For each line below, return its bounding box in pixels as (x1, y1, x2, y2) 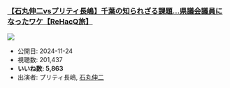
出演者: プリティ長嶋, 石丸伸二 (17, 73, 104, 82)
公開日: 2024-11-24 (17, 47, 73, 55)
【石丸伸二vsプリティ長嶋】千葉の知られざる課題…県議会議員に (7, 6, 223, 15)
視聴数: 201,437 (17, 56, 63, 64)
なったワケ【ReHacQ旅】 (7, 16, 93, 26)
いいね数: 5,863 (17, 64, 64, 73)
